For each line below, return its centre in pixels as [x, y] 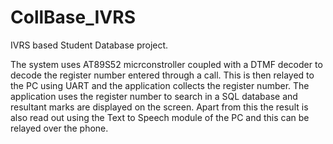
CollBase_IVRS [73, 17]
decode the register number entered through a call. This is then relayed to [162, 75]
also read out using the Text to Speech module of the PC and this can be [160, 117]
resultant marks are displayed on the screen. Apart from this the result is [159, 107]
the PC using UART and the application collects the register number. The [160, 85]
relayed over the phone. [59, 128]
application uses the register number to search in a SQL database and [154, 96]
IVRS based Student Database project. [89, 45]
